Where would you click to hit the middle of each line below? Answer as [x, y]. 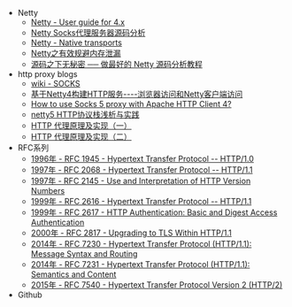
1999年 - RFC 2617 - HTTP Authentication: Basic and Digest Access [154, 212]
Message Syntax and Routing [84, 254]
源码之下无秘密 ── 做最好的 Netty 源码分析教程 [117, 64]
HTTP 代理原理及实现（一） [81, 126]
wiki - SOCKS [55, 84]
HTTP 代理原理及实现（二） [81, 137]
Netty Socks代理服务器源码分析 [88, 33]
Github [30, 295]
